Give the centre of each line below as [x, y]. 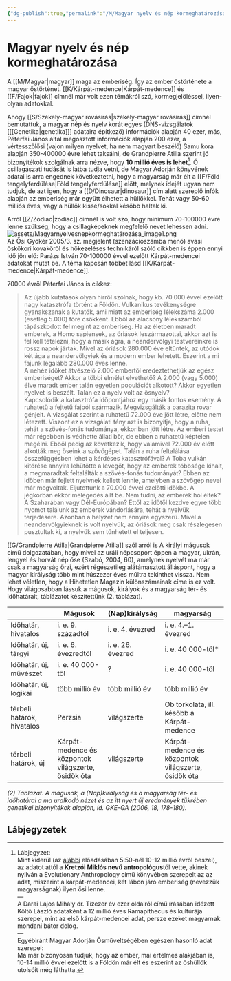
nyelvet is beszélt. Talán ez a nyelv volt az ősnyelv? [97, 393]
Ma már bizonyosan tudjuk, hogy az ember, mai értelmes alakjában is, [116, 955]
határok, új [27, 763]
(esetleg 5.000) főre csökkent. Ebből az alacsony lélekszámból [113, 319]
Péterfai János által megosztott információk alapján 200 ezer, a [97, 139]
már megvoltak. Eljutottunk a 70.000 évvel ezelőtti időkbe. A [109, 488]
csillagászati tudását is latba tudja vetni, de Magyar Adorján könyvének [108, 169]
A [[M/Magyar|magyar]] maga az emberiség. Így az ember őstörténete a [109, 81]
